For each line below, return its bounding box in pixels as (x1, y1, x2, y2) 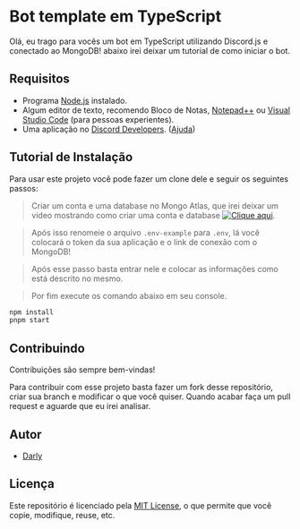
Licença (9, 476, 56, 491)
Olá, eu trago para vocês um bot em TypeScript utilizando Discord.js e (9, 36, 269, 47)
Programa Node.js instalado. (21, 95, 128, 106)
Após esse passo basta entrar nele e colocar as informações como (30, 263, 279, 274)
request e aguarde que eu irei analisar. (9, 401, 151, 412)
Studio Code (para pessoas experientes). (21, 114, 175, 124)
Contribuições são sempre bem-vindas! (9, 364, 156, 375)
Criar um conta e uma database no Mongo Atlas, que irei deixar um (30, 200, 279, 211)
